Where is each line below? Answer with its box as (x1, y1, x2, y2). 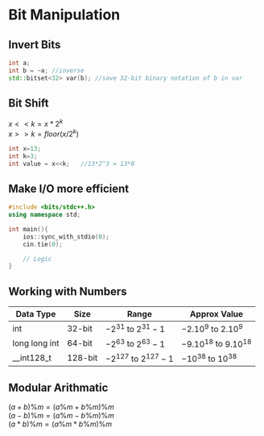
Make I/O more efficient (8, 181, 130, 195)
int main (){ (8, 225, 48, 233)
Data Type (15, 309, 56, 320)
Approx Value (189, 309, 244, 320)
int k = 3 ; (8, 152, 38, 160)
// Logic (23, 255, 52, 263)
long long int (12, 338, 60, 349)
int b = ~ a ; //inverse (8, 66, 85, 74)
